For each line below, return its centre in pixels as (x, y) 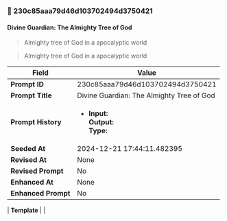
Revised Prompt (37, 171)
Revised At (28, 160)
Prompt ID (27, 84)
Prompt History (36, 122)
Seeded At (28, 149)
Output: (101, 122)
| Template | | (26, 210)
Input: (98, 114)
